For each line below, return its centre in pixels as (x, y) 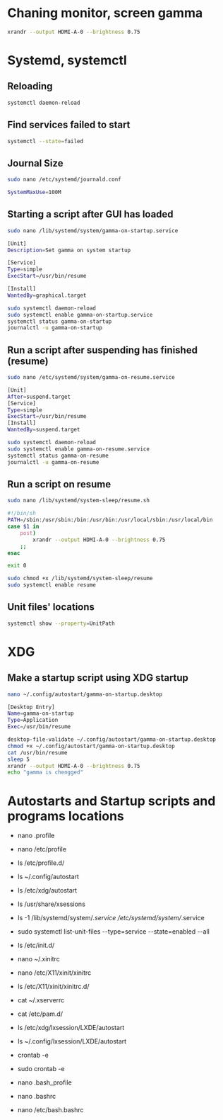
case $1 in (23, 526)
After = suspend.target (39, 397)
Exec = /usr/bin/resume (39, 727)
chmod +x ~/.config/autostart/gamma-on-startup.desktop (91, 746)
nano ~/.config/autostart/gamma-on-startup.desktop (85, 694)
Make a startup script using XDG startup (98, 678)
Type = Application (33, 720)
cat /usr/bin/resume (38, 752)
